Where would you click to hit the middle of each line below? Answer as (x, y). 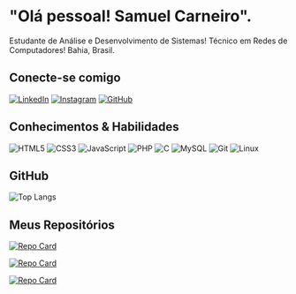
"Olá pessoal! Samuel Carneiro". (130, 16)
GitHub (29, 175)
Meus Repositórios (62, 225)
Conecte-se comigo (65, 78)
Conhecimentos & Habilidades (94, 127)
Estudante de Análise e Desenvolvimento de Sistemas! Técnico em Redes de (148, 41)
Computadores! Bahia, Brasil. (62, 49)
